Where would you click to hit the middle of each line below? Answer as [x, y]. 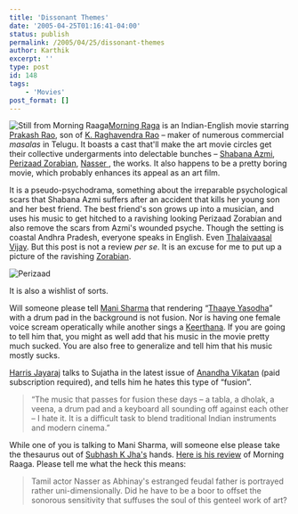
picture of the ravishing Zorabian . [70, 257]
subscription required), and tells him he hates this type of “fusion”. [130, 382]
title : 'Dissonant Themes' [59, 17]
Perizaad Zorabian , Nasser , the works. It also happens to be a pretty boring [148, 163]
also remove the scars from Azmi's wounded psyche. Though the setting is [147, 228]
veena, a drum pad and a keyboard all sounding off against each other [160, 409]
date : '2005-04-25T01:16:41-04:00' [75, 26]
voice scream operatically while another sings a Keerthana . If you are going [148, 327]
